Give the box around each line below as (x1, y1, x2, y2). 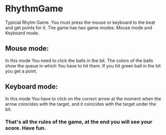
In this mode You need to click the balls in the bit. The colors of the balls (5, 58, 154, 64)
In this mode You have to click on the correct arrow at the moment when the (5, 95, 162, 102)
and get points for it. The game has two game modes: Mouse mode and (5, 24, 153, 30)
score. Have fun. (5, 125, 46, 132)
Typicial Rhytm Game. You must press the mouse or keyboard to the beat (5, 19, 156, 25)
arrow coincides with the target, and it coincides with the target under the (5, 101, 156, 107)
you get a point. (5, 68, 37, 74)
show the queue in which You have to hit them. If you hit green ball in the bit (5, 63, 161, 68)
